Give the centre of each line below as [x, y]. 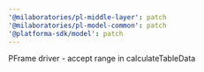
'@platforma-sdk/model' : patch [66, 33]
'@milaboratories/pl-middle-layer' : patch [87, 17]
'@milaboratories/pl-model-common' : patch [87, 25]
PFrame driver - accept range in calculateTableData [102, 59]
